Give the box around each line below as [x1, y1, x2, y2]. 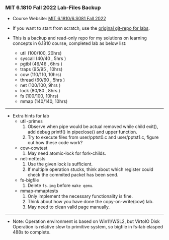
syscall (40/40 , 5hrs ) [20, 55, 66, 62]
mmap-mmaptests [20, 188, 58, 194]
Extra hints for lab [12, 113, 49, 119]
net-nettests [20, 156, 46, 162]
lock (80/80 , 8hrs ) [20, 88, 60, 94]
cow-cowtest [20, 145, 48, 151]
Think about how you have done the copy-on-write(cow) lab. [27, 199, 154, 205]
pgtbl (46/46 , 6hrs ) [20, 61, 63, 67]
